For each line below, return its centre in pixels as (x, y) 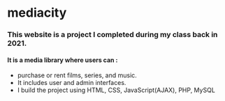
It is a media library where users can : (63, 60)
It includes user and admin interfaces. (72, 83)
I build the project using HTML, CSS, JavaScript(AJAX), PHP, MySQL (116, 90)
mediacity (37, 13)
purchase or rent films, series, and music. (77, 75)
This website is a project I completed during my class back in (112, 35)
